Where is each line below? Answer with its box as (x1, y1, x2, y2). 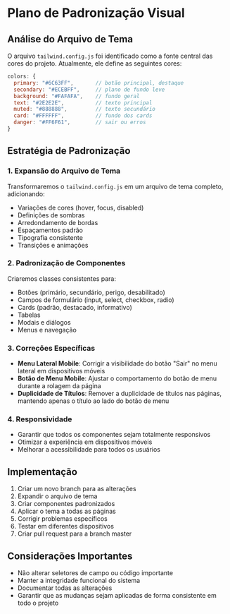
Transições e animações (17, 241, 89, 249)
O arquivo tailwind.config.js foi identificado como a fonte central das (7, 52, 213, 60)
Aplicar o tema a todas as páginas (17, 507, 116, 516)
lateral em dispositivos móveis (17, 367, 106, 375)
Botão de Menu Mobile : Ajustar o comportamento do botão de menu (17, 374, 217, 383)
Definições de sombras (17, 210, 85, 219)
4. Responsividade (7, 414, 72, 424)
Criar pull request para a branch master (17, 529, 132, 538)
